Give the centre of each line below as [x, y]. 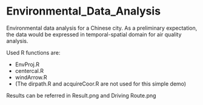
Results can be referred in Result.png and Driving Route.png [81, 95]
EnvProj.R [27, 64]
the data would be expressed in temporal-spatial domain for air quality [94, 34]
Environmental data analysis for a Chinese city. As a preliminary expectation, [102, 28]
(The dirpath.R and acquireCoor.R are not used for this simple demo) [101, 84]
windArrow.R [31, 77]
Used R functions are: [33, 52]
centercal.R [29, 70]
